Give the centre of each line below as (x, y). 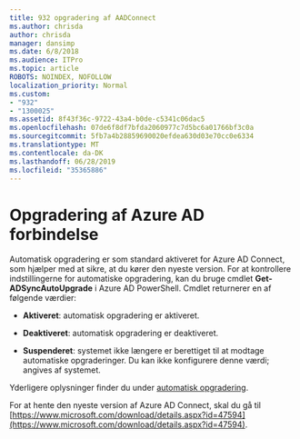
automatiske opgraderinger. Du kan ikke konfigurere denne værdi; (146, 361)
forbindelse (54, 234)
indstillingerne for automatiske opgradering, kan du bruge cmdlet (131, 279)
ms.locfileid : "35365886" (58, 170)
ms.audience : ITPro (46, 60)
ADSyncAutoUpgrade (51, 288)
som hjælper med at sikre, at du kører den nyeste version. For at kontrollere (150, 269)
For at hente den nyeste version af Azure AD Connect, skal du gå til (135, 405)
